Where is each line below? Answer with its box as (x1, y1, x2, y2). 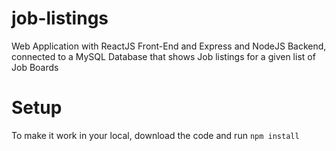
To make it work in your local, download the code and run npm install (11, 129, 300, 141)
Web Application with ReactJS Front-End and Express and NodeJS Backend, (11, 40, 327, 52)
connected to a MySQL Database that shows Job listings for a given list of (11, 50, 316, 62)
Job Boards (11, 61, 59, 73)
